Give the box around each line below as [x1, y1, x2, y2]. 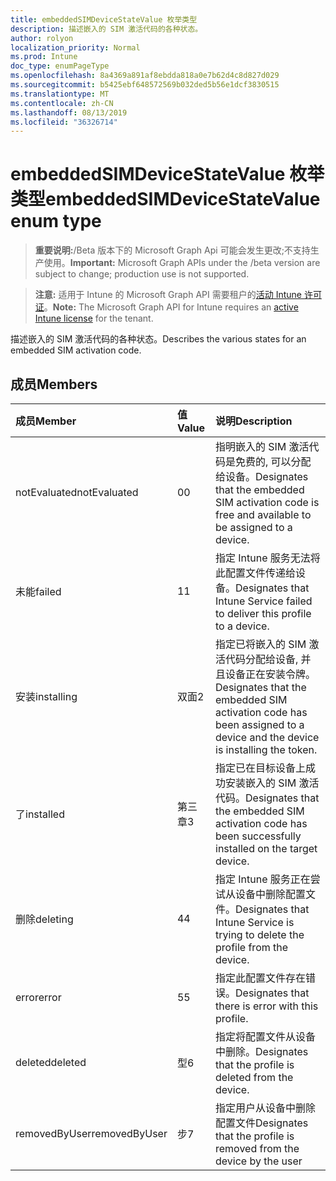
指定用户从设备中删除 [215, 1101, 317, 1115]
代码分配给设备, [225, 652, 299, 666]
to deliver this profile [215, 607, 312, 620]
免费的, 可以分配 [235, 455, 312, 468]
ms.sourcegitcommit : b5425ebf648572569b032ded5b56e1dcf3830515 [10, 80, 280, 90]
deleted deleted [15, 1056, 87, 1069]
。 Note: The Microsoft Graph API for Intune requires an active [43, 301, 299, 313]
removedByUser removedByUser [15, 1127, 168, 1140]
